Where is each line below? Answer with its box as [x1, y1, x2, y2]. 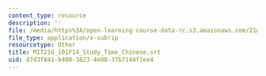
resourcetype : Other [8, 41, 77, 49]
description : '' [8, 19, 62, 27]
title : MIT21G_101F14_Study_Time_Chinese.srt [8, 48, 161, 56]
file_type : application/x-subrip [8, 33, 119, 42]
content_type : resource [8, 11, 87, 20]
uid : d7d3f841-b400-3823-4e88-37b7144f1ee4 [8, 56, 154, 64]
